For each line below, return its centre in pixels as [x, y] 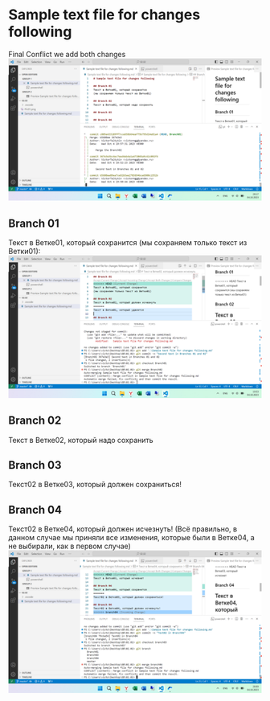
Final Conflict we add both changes [67, 54]
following [40, 32]
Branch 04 [35, 509]
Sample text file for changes [104, 15]
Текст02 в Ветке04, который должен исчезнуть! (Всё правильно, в [123, 529]
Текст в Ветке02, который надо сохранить [81, 440]
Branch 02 [35, 421]
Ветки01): [25, 252]
